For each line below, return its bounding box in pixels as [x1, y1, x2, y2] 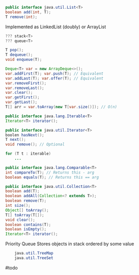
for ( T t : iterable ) [5, 151, 51, 156]
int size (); [5, 203, 31, 208]
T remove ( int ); [5, 14, 38, 19]
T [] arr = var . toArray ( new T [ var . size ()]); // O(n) [5, 104, 117, 110]
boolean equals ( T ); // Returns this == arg [5, 175, 99, 180]
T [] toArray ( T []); [5, 213, 44, 218]
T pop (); [5, 48, 24, 53]
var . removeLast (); [5, 85, 44, 91]
